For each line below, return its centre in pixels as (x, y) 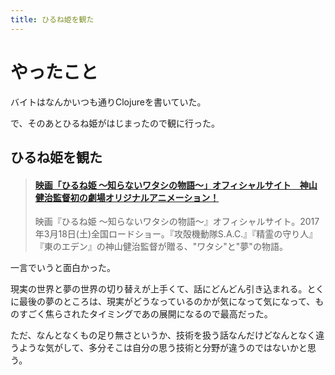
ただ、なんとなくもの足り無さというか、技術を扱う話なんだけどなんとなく (163, 335)
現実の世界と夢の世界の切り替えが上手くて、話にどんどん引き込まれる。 (159, 289)
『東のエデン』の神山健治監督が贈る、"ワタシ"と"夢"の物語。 (161, 247)
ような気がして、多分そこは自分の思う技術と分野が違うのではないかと (163, 348)
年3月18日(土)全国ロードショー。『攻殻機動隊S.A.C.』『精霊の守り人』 (176, 234)
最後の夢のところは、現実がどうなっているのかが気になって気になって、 (167, 302)
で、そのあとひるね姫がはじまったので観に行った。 (115, 123)
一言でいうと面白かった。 (63, 268)
